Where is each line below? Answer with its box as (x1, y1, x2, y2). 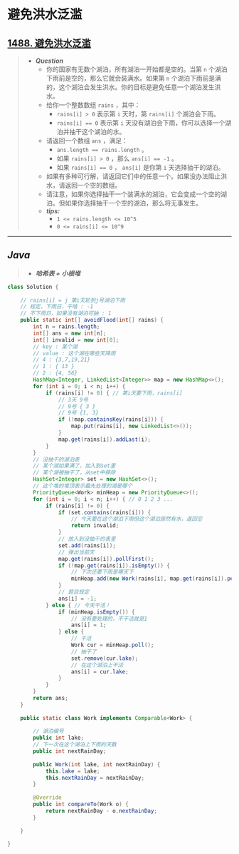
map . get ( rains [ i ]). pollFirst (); (58, 555, 154, 562)
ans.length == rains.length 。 (56, 146, 148, 153)
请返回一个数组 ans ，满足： (46, 136, 128, 145)
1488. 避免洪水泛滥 (7, 37, 91, 49)
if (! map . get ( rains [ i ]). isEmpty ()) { (58, 561, 171, 569)
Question (35, 56, 64, 65)
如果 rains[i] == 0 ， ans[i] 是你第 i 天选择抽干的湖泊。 (56, 163, 225, 171)
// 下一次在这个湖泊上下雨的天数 (33, 741, 117, 748)
